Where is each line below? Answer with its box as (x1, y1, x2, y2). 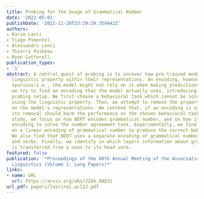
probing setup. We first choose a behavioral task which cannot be (12, 93, 186, 99)
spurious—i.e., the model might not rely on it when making (12, 83, 167, 89)
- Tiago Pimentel (6, 37, 50, 43)
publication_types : (6, 59, 56, 66)
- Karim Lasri (6, 32, 42, 38)
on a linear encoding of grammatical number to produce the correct (12, 127, 189, 133)
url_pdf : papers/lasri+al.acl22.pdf (6, 184, 99, 190)
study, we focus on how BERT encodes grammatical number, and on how (12, 116, 191, 122)
